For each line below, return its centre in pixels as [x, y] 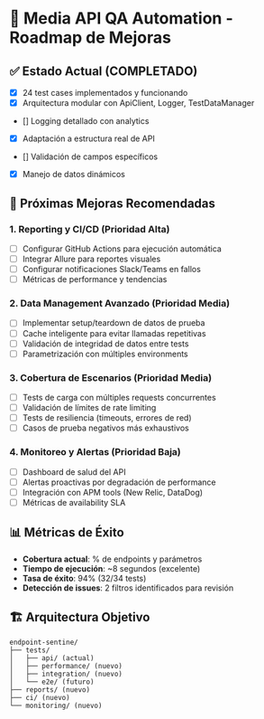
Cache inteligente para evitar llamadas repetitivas [114, 333]
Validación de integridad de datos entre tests [105, 344]
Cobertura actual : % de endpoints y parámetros [112, 559]
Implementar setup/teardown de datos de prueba [114, 323]
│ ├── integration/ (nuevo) [66, 674]
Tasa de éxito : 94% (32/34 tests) [84, 578]
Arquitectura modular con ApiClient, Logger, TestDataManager [138, 103]
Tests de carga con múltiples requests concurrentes [119, 398]
